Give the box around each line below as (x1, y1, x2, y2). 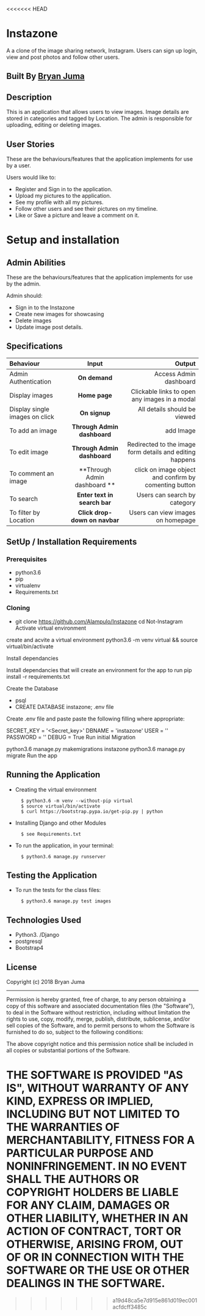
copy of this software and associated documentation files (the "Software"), (6, 1002, 195, 1010)
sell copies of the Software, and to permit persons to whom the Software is (6, 1022, 195, 1029)
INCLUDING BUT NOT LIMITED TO (6, 1107, 180, 1121)
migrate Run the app (6, 752, 58, 759)
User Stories (6, 139, 55, 149)
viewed (174, 412, 196, 421)
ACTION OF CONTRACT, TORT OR (6, 1225, 182, 1238)
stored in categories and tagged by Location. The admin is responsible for (6, 115, 192, 122)
